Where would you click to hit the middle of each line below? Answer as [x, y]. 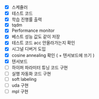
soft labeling [24, 79]
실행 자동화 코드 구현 [31, 74]
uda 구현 [20, 85]
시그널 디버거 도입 [29, 49]
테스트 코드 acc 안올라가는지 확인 [43, 43]
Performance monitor [33, 30]
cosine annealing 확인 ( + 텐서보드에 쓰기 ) [53, 55]
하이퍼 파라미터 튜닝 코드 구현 [40, 67]
